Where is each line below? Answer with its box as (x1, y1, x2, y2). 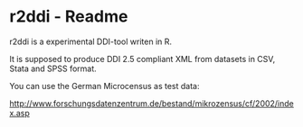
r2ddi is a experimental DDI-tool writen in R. (9, 36, 173, 47)
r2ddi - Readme (9, 6, 128, 27)
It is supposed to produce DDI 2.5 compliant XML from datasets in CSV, (9, 53, 276, 64)
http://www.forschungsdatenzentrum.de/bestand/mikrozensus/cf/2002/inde (9, 97, 294, 109)
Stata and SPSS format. (9, 63, 97, 74)
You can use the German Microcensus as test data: (9, 80, 200, 91)
